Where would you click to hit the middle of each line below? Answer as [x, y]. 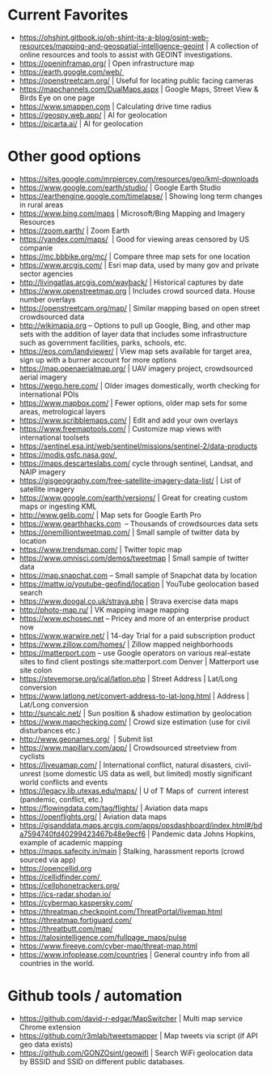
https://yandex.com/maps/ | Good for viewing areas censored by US [134, 239]
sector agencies [46, 273]
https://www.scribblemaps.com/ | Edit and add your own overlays [129, 420]
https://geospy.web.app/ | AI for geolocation [93, 114]
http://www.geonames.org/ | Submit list [86, 739]
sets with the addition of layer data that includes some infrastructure [133, 333]
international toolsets [54, 437]
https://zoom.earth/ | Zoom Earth [74, 230]
